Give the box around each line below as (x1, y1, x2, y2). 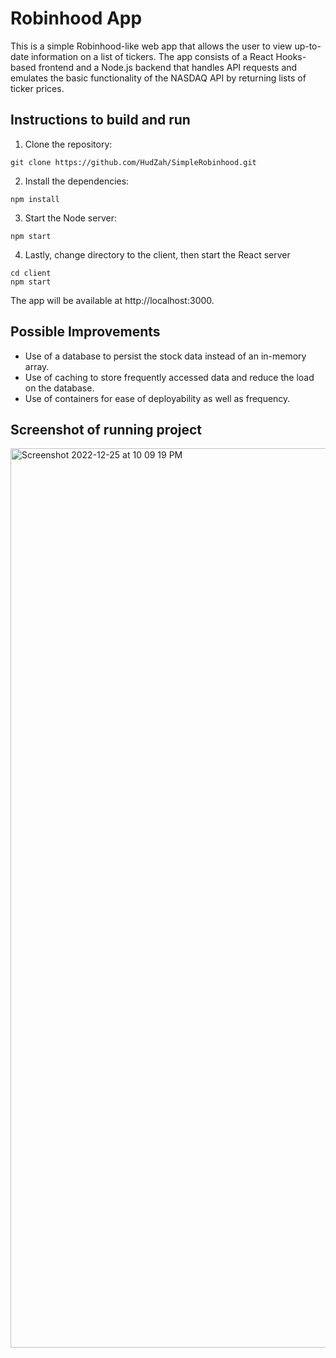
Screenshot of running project (10, 421, 203, 438)
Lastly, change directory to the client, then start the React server (24, 248, 291, 261)
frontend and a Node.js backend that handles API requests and (38, 61, 298, 73)
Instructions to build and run (10, 112, 191, 129)
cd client (10, 268, 52, 278)
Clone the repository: (24, 138, 113, 150)
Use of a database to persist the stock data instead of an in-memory (24, 350, 307, 362)
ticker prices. (10, 82, 65, 94)
